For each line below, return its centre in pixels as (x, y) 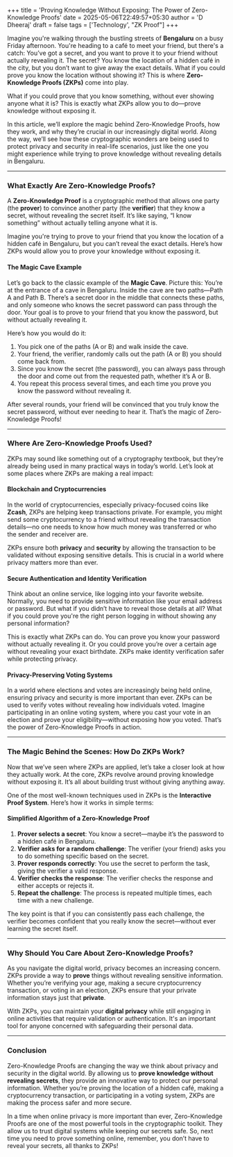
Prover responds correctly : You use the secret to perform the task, (113, 863)
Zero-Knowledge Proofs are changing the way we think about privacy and (113, 1065)
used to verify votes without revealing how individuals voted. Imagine (106, 705)
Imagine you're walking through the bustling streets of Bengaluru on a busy (115, 38)
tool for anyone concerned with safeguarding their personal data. (100, 1026)
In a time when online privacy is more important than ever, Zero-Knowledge (115, 1116)
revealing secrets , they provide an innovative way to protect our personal (113, 1081)
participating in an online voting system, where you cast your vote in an (109, 712)
